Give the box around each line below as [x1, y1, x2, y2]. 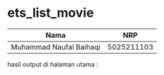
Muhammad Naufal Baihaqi [11, 42, 101, 52]
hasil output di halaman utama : [7, 60, 99, 68]
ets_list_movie [7, 5, 94, 21]
